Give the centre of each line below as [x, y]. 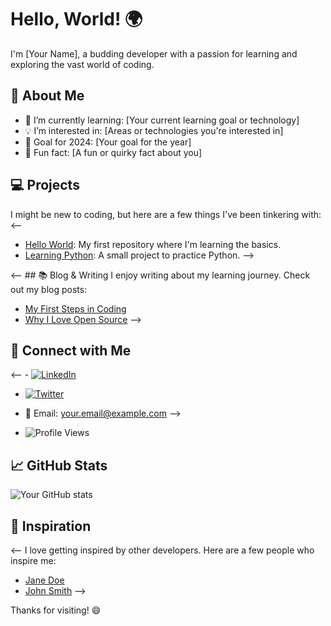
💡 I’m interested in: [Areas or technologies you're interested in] [154, 130]
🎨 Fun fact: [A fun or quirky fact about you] [113, 152]
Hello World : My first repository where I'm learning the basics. [153, 244]
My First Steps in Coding [75, 308]
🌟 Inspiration [51, 526]
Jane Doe [44, 580]
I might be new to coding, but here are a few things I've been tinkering [155, 214]
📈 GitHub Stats [59, 465]
